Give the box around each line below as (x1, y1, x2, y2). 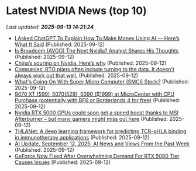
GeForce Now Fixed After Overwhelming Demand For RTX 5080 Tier (14, 152, 180, 159)
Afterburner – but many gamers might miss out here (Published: (14, 115, 169, 122)
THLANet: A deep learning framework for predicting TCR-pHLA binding (14, 127, 187, 135)
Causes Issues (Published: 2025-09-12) (14, 159, 111, 166)
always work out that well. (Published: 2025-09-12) (14, 72, 139, 79)
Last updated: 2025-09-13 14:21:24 (6, 23, 94, 30)
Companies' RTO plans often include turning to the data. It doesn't (14, 65, 174, 72)
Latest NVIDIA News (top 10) (6, 4, 147, 18)
